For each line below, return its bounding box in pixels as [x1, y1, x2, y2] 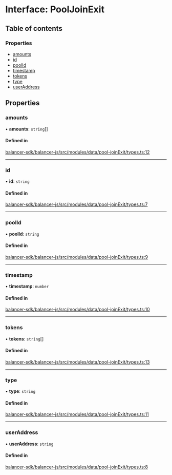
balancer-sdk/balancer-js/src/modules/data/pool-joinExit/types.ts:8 [5, 464, 148, 470]
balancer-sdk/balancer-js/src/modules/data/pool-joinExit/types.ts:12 [5, 149, 150, 155]
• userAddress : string [5, 441, 54, 447]
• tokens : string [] [5, 335, 44, 342]
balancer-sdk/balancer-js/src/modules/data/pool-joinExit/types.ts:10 [5, 307, 150, 313]
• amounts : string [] [5, 126, 48, 132]
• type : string [5, 388, 36, 394]
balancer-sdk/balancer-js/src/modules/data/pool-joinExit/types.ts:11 [5, 411, 149, 417]
